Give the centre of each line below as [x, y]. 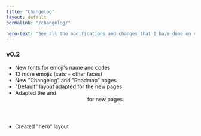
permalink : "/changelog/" [38, 23]
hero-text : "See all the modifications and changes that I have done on [99, 33]
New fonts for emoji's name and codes [63, 67]
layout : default [26, 17]
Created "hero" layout [42, 126]
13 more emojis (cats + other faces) [59, 74]
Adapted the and [36, 92]
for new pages [105, 99]
